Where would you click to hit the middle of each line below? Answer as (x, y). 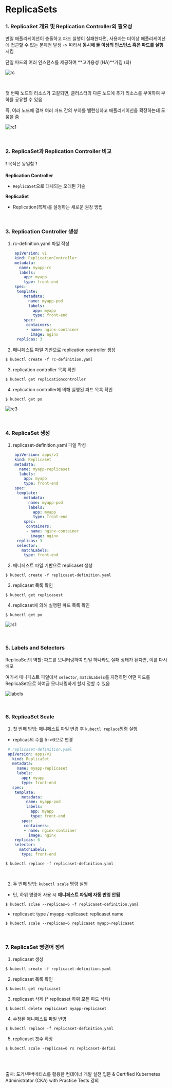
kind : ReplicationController (46, 258)
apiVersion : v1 (31, 253)
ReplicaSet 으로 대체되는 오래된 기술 (49, 186)
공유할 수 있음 (28, 100)
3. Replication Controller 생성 (42, 231)
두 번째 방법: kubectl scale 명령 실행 (50, 884)
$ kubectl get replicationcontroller (46, 379)
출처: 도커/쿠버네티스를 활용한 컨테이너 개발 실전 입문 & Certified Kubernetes (83, 1074)
